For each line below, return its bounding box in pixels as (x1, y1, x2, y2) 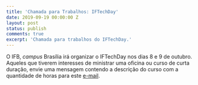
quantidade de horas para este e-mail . (6, 72, 100, 79)
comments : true (6, 31, 44, 37)
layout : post (6, 20, 39, 26)
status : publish (6, 25, 47, 32)
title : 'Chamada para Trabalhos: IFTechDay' (6, 8, 119, 15)
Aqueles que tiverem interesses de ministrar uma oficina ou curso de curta (6, 59, 190, 66)
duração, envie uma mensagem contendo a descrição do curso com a (6, 66, 179, 72)
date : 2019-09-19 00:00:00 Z (6, 14, 79, 20)
